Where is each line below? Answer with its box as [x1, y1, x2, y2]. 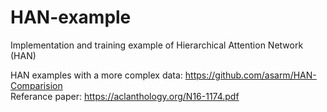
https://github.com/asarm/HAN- [184, 69, 317, 81]
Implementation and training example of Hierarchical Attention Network [10, 39, 304, 51]
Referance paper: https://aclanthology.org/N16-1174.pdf [10, 90, 240, 102]
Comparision [10, 79, 63, 91]
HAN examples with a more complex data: [10, 69, 183, 81]
